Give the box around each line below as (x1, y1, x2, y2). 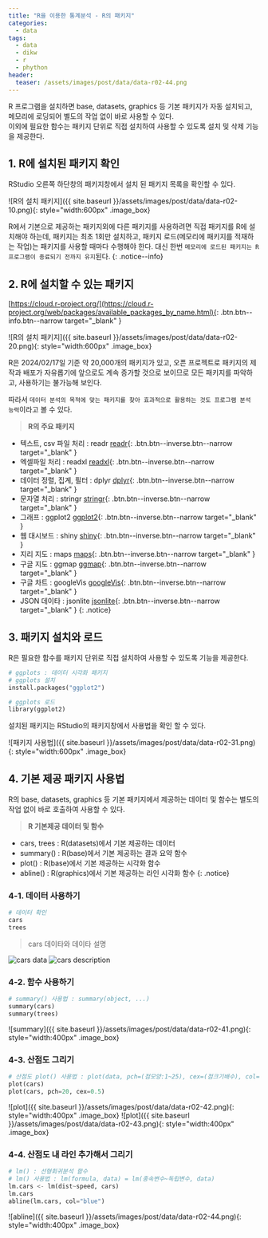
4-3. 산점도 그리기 (8, 1054, 74, 1065)
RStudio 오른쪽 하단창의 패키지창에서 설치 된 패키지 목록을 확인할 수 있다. (8, 179, 236, 189)
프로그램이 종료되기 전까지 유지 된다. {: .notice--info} (8, 252, 164, 262)
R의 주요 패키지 (27, 422, 75, 432)
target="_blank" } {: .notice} (19, 605, 112, 615)
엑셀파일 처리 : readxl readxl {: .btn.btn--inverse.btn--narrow (19, 457, 215, 467)
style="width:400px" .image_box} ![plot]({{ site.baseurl (8, 1110, 190, 1120)
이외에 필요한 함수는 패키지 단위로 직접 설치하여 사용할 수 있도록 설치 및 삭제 (8, 121, 245, 131)
